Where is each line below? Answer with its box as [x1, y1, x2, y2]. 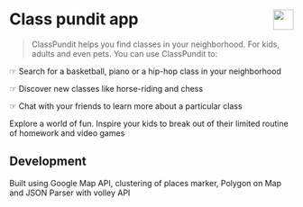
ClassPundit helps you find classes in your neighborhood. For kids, [31, 39, 280, 49]
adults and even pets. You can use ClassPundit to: [31, 48, 218, 58]
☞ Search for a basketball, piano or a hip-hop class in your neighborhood [9, 66, 281, 76]
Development [9, 154, 87, 169]
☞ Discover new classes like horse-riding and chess [9, 83, 204, 94]
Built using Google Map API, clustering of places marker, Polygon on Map [9, 177, 282, 188]
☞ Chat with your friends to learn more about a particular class [9, 100, 243, 112]
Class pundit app [9, 9, 139, 30]
